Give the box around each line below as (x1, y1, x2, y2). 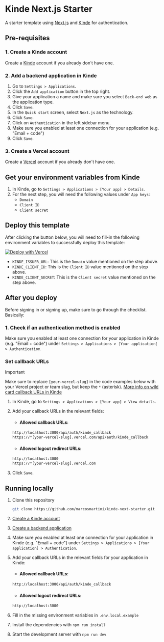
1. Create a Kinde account (5, 49, 68, 56)
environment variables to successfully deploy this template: (5, 239, 125, 245)
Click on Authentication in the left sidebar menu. (12, 119, 111, 126)
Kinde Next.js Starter (5, 3, 93, 15)
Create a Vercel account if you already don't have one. (5, 159, 115, 165)
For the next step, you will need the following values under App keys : (12, 192, 150, 197)
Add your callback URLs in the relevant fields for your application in (12, 554, 148, 560)
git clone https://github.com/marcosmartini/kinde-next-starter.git (12, 506, 155, 511)
